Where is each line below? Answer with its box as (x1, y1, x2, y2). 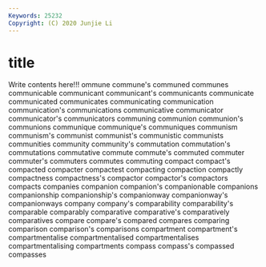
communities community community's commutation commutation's (8, 139, 231, 149)
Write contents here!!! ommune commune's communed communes (8, 80, 229, 90)
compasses (8, 249, 46, 260)
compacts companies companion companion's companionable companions (8, 181, 259, 192)
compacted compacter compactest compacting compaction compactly (8, 165, 244, 174)
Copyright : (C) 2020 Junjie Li (8, 19, 113, 27)
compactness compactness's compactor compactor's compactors (8, 173, 228, 183)
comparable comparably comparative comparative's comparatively (8, 207, 230, 217)
